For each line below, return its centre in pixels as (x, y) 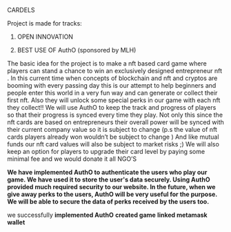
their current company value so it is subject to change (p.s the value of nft (112, 129)
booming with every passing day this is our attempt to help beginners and (112, 85)
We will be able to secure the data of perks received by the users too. (108, 202)
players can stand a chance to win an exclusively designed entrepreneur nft (115, 71)
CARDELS (21, 10)
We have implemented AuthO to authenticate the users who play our (107, 172)
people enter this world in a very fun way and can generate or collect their (112, 93)
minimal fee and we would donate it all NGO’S (72, 159)
